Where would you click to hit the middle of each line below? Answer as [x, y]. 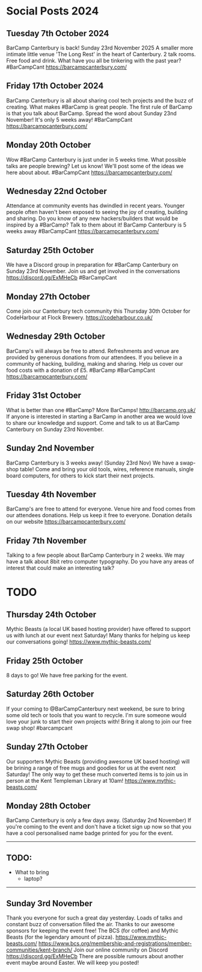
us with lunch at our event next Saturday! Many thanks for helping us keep [98, 635]
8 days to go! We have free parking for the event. [67, 675]
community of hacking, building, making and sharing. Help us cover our [95, 363]
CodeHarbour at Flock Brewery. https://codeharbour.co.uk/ [80, 318]
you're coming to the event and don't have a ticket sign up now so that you [99, 827]
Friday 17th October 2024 [55, 86]
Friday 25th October [45, 661]
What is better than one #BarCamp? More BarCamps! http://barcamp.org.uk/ [101, 410]
